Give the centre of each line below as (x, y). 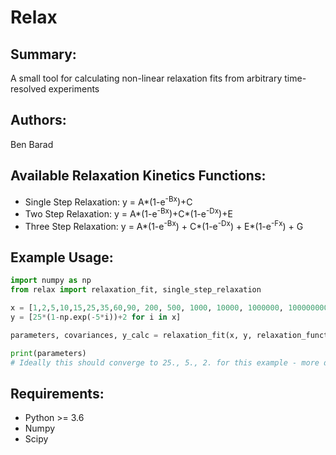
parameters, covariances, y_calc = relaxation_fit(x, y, (131, 335)
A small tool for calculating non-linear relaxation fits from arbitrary (146, 78)
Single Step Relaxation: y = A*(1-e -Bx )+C (108, 201)
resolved (28, 89)
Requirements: (57, 393)
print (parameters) (48, 353)
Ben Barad (32, 144)
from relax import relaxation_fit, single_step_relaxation (136, 290)
